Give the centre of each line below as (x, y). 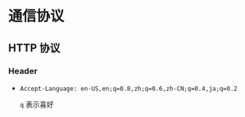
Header (23, 70)
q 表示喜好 (37, 104)
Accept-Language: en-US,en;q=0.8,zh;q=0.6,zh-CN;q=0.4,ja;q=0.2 (128, 89)
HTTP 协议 (35, 48)
